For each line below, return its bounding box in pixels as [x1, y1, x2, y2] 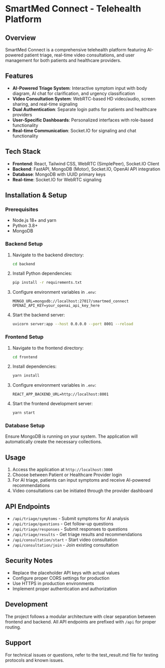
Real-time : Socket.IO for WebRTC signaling [12, 176, 102, 182]
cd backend [12, 261, 35, 266]
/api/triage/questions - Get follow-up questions [12, 521, 114, 527]
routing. [5, 624, 21, 630]
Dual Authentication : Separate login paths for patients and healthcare [12, 106, 157, 112]
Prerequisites [5, 206, 38, 213]
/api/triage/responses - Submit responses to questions [12, 526, 128, 532]
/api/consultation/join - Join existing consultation [12, 542, 119, 548]
